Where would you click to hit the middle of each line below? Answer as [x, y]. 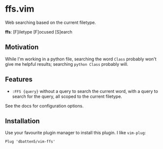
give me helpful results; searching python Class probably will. [67, 64]
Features [19, 80]
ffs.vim [20, 9]
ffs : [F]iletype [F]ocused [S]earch [39, 32]
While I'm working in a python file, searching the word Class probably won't [81, 59]
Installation [22, 121]
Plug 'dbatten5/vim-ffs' [30, 142]
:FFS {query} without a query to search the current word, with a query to [85, 91]
